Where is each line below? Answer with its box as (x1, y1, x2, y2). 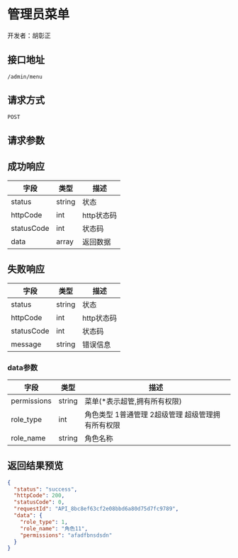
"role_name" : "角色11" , (20, 525, 89, 532)
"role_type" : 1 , (20, 518, 69, 525)
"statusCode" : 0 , (13, 499, 65, 506)
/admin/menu (7, 73, 42, 80)
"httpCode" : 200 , (13, 492, 65, 499)
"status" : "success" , (13, 486, 78, 493)
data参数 (7, 363, 38, 372)
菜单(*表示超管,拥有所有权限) (84, 396, 182, 406)
